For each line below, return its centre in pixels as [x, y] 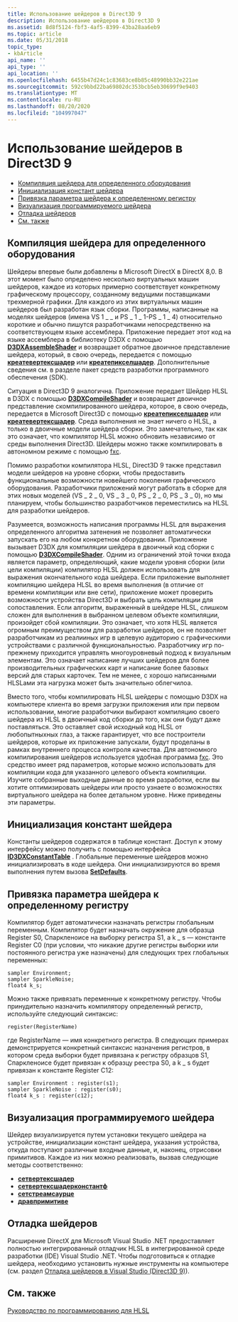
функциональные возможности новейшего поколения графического [112, 480]
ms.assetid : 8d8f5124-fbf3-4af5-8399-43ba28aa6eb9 [84, 27]
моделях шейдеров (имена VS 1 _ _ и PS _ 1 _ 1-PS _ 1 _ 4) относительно [115, 316]
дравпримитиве [43, 1201]
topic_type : [25, 47]
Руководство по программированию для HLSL [79, 1310]
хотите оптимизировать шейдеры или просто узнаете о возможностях [115, 787]
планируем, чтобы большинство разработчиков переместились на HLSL [118, 503]
